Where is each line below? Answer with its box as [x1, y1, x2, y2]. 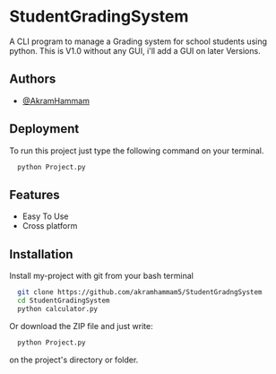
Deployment [9, 121, 80, 136]
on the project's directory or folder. [9, 354, 139, 365]
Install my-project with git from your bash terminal [9, 271, 194, 282]
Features [9, 187, 60, 203]
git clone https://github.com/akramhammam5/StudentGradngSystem [17, 288, 263, 297]
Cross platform [22, 221, 78, 231]
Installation [9, 247, 73, 262]
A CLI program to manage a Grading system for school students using [9, 36, 267, 47]
